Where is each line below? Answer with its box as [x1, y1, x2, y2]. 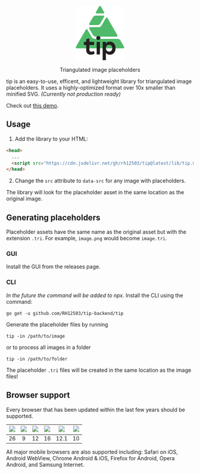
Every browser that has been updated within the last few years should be [6, 406, 186, 413]
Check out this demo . [6, 102, 59, 109]
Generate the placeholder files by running [6, 320, 108, 328]
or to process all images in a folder [6, 344, 91, 351]
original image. [6, 195, 43, 203]
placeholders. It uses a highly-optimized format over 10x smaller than [6, 84, 176, 91]
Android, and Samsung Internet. [6, 461, 85, 468]
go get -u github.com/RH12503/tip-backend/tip [6, 310, 124, 316]
